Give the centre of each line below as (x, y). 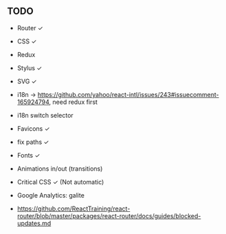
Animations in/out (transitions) (60, 169)
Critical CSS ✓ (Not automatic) (60, 182)
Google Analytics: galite (50, 195)
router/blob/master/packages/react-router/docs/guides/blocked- (109, 215)
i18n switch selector (45, 115)
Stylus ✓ (30, 67)
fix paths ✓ (33, 142)
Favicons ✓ (33, 128)
